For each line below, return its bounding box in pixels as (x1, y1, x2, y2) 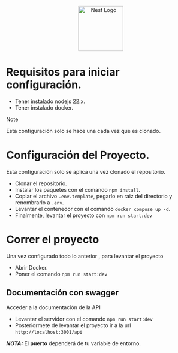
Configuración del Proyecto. (6, 149, 150, 162)
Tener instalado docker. (14, 104, 74, 111)
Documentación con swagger (6, 288, 119, 298)
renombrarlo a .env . (14, 198, 64, 206)
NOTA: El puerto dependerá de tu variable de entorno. (6, 339, 141, 347)
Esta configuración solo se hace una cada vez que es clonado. (6, 127, 161, 134)
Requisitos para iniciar (6, 65, 120, 79)
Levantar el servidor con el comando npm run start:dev (14, 315, 153, 322)
